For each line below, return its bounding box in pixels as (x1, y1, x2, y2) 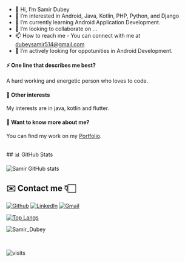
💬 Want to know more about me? (6, 119, 90, 126)
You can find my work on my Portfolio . (6, 132, 102, 139)
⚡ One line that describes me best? (6, 61, 96, 69)
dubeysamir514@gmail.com (15, 41, 85, 48)
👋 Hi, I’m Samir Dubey (15, 6, 70, 13)
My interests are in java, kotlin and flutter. (6, 105, 109, 112)
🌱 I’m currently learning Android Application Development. (15, 19, 161, 26)
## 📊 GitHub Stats (6, 151, 53, 158)
